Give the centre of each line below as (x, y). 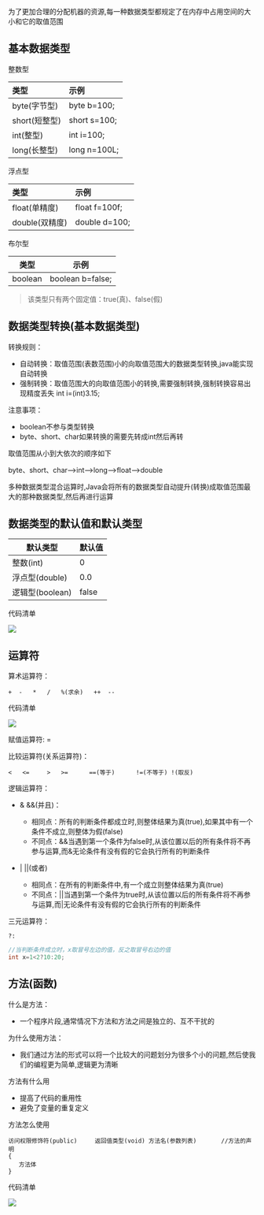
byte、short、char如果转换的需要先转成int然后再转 (101, 437)
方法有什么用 (29, 1081)
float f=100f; (99, 207)
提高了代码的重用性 (51, 1098)
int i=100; (87, 135)
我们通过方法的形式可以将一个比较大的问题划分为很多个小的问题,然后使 (134, 1054)
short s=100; (93, 120)
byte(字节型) (35, 106)
